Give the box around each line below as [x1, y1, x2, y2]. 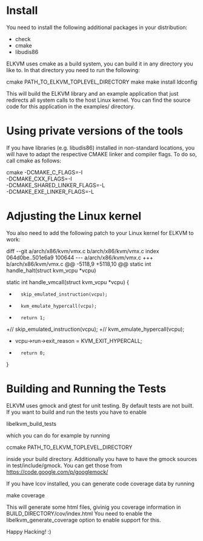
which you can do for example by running [6, 431, 110, 439]
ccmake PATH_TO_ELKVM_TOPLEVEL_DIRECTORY [6, 443, 133, 451]
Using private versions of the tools [6, 124, 184, 138]
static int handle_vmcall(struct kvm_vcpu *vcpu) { [6, 278, 129, 285]
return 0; [21, 350, 45, 356]
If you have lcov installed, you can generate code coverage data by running [6, 480, 195, 487]
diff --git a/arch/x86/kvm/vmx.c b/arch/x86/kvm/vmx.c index [6, 247, 159, 254]
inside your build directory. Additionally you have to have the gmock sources [6, 455, 198, 462]
